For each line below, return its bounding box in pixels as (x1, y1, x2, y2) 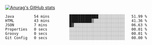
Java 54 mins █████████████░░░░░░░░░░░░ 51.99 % (5, 14, 148, 19)
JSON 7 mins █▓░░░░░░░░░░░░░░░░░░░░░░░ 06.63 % (5, 22, 148, 27)
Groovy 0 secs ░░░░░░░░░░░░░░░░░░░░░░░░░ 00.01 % (5, 31, 148, 36)
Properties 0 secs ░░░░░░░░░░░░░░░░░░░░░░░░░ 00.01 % (5, 27, 148, 32)
